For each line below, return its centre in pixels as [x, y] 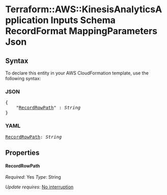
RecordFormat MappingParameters [81, 31]
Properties [22, 152]
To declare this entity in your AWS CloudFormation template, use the [77, 73]
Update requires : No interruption [39, 187]
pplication [27, 20]
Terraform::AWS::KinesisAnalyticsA [84, 9]
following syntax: [23, 78]
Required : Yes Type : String [33, 177]
